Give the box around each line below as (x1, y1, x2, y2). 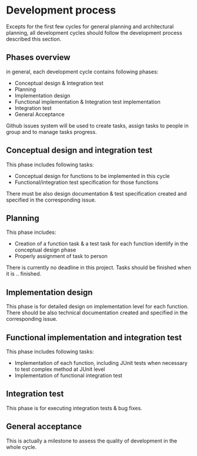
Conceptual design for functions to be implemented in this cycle (14, 172, 170, 179)
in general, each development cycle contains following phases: (6, 68, 159, 75)
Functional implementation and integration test (6, 333, 182, 343)
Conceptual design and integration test (6, 145, 153, 156)
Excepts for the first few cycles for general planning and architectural (6, 23, 174, 30)
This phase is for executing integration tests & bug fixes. (6, 404, 142, 411)
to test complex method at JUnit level (14, 366, 105, 373)
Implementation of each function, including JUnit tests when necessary (14, 360, 188, 366)
